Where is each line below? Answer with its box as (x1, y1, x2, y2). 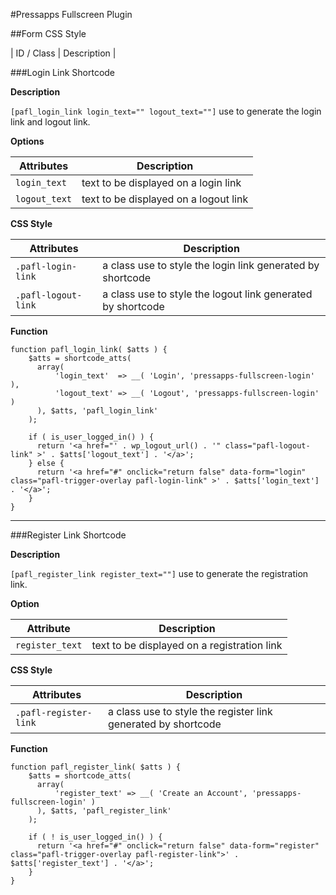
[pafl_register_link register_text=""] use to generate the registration (10, 568, 309, 579)
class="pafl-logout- (224, 441, 311, 451)
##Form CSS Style (10, 28, 87, 39)
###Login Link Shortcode (10, 67, 116, 78)
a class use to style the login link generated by (102, 259, 320, 272)
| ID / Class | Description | (10, 47, 117, 59)
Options (10, 135, 45, 147)
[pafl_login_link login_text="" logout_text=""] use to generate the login (10, 105, 322, 117)
